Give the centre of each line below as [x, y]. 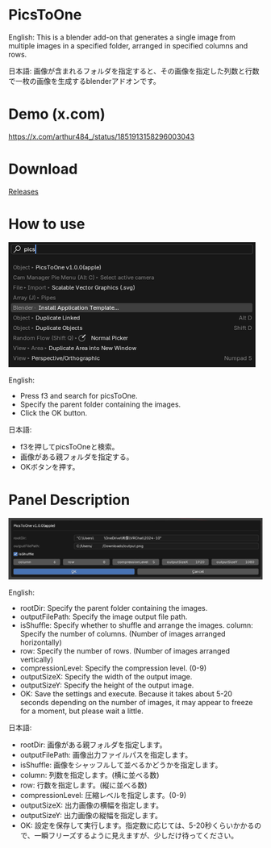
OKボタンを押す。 [50, 466]
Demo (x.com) [57, 114]
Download [43, 169]
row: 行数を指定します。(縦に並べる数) [83, 785]
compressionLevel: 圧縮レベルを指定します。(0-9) [103, 796]
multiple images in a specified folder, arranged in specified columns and [128, 45]
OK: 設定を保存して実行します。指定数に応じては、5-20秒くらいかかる [137, 825]
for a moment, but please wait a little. [81, 711]
